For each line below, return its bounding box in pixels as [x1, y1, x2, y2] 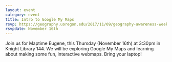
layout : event [5, 7, 36, 13]
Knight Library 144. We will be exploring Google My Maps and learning [5, 46, 154, 52]
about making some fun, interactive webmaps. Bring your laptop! [5, 51, 142, 57]
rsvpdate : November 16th [5, 26, 58, 32]
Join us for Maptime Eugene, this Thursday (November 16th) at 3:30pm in [5, 40, 161, 46]
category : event [5, 12, 40, 17]
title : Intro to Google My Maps [5, 17, 74, 22]
